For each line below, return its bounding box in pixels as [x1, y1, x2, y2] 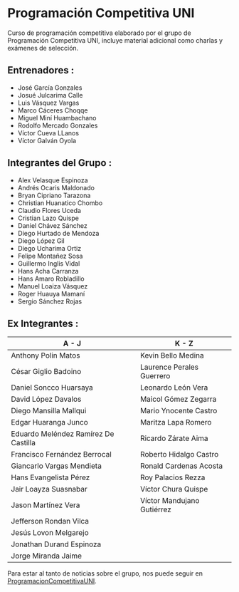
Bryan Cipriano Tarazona [17, 191, 91, 199]
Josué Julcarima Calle [17, 90, 83, 99]
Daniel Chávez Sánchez [17, 221, 87, 229]
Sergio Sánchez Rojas [17, 297, 83, 306]
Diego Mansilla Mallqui [11, 406, 87, 416]
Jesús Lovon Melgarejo [11, 528, 89, 538]
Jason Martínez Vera [11, 500, 80, 510]
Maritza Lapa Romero [139, 417, 212, 427]
